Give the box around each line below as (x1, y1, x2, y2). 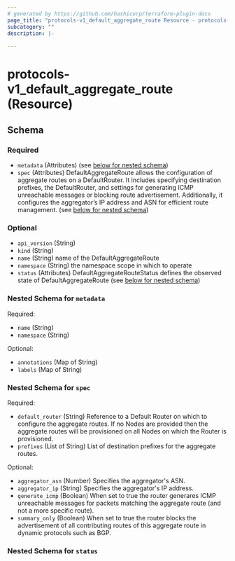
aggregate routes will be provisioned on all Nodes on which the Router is (17, 427, 227, 435)
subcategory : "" (7, 23, 55, 30)
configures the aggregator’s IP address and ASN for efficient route (17, 198, 209, 207)
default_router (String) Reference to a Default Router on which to (17, 412, 208, 420)
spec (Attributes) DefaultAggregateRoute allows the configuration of (17, 169, 213, 176)
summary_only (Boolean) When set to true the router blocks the (17, 513, 197, 522)
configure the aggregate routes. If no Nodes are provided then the (17, 420, 208, 428)
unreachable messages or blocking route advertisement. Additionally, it (17, 191, 223, 199)
